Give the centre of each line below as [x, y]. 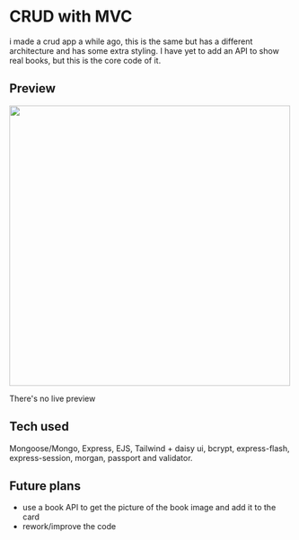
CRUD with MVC [71, 17]
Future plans [45, 486]
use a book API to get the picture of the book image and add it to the [149, 508]
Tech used [39, 427]
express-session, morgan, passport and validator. [101, 457]
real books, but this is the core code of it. [85, 60]
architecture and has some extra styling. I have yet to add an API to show [145, 50]
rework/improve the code [69, 527]
